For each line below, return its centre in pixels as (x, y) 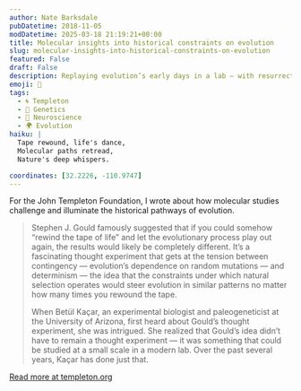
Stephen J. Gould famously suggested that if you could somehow (152, 228)
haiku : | (26, 135)
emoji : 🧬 (26, 84)
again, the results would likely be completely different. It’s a (141, 247)
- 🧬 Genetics (42, 109)
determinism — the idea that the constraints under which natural (150, 275)
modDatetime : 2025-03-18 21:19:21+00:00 (86, 34)
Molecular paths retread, (66, 151)
